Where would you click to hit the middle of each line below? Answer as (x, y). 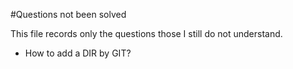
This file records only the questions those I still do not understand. (146, 33)
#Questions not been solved (68, 14)
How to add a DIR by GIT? (78, 53)
